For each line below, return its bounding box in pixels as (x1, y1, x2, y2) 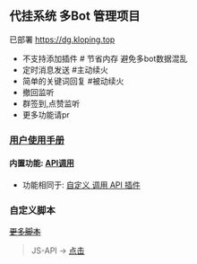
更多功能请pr (21, 109, 70, 119)
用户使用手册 (9, 134, 65, 146)
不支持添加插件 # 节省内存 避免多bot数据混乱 (21, 53, 188, 64)
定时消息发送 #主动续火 (21, 64, 109, 75)
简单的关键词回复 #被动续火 (21, 75, 124, 86)
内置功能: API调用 (9, 158, 74, 169)
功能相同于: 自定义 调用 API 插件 (21, 179, 141, 190)
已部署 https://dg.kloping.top (9, 34, 116, 45)
